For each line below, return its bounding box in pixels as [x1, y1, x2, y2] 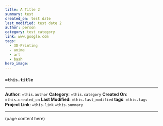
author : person [5, 25, 36, 30]
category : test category [5, 30, 55, 34]
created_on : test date [5, 16, 51, 21]
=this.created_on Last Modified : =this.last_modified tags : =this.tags [5, 96, 148, 102]
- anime [9, 47, 25, 52]
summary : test [5, 12, 34, 16]
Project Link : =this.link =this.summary [5, 102, 83, 108]
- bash [9, 57, 23, 62]
